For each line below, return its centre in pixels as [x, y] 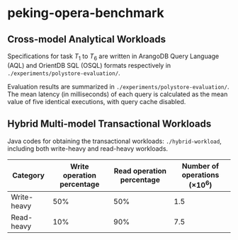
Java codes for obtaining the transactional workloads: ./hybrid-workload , [114, 141]
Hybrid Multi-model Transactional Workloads [109, 124]
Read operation [140, 171]
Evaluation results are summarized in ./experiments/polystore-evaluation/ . [118, 86]
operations [200, 175]
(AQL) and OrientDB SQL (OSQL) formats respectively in [89, 65]
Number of [200, 166]
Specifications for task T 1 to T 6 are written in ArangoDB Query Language [113, 57]
